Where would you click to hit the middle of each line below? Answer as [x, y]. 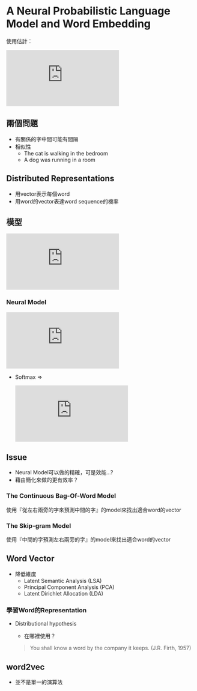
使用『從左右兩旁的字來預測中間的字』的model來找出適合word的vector [94, 510]
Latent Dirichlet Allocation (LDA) [64, 593]
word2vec [26, 667]
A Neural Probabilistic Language [89, 11]
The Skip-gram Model [39, 525]
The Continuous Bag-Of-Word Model [61, 496]
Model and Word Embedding [79, 24]
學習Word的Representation [47, 610]
